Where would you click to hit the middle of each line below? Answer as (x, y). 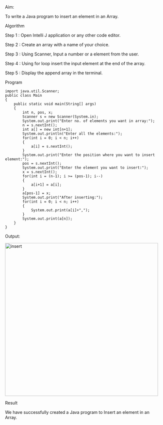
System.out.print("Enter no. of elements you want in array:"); (89, 121)
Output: (13, 236)
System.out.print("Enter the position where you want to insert (89, 155)
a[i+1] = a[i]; (46, 185)
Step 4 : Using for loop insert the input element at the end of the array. (75, 63)
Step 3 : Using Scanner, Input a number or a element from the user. (72, 54)
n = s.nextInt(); (40, 125)
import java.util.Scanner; (32, 91)
